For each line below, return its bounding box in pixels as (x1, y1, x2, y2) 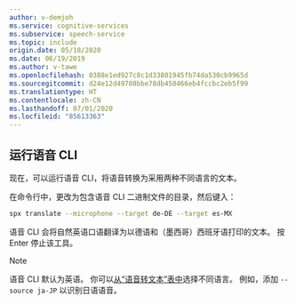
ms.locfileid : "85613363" (9, 112, 105, 121)
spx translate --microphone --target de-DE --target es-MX (9, 209, 233, 218)
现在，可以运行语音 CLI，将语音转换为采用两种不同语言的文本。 (9, 172, 242, 183)
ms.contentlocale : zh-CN (9, 95, 101, 105)
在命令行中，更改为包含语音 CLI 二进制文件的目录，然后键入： (9, 191, 236, 202)
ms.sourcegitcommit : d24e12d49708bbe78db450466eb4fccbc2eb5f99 (9, 79, 249, 88)
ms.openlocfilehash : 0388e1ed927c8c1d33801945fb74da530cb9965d (9, 71, 249, 80)
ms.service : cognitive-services (9, 21, 129, 30)
